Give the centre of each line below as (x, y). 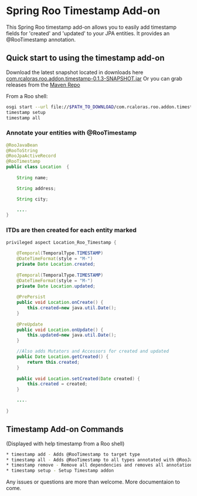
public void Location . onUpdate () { (60, 330)
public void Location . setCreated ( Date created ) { (79, 378)
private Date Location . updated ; (56, 286)
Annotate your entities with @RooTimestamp (71, 133)
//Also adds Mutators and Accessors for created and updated (93, 351)
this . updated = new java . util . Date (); (72, 335)
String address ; (37, 188)
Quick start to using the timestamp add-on (86, 58)
